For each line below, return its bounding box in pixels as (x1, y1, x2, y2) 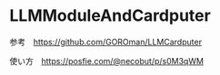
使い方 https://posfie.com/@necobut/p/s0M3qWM (9, 55, 205, 66)
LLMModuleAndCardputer (9, 5, 211, 26)
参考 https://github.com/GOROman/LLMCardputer (9, 36, 203, 47)
